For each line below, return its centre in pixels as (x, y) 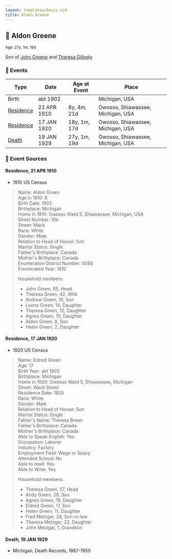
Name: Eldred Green (39, 360)
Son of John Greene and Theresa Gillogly (49, 57)
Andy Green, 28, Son (48, 495)
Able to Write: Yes (37, 469)
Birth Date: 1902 (35, 203)
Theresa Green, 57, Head (52, 489)
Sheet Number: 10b (38, 220)
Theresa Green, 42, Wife (51, 294)
